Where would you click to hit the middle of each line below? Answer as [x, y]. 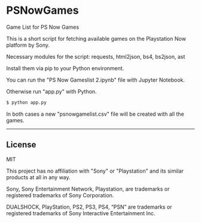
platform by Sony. [28, 45]
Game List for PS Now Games [43, 27]
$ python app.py [26, 103]
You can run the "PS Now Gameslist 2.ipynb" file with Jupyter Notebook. [96, 80]
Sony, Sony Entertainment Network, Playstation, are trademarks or [88, 189]
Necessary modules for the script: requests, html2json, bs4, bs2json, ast [96, 56]
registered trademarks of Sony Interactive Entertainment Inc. [81, 213]
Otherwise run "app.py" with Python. [51, 91]
